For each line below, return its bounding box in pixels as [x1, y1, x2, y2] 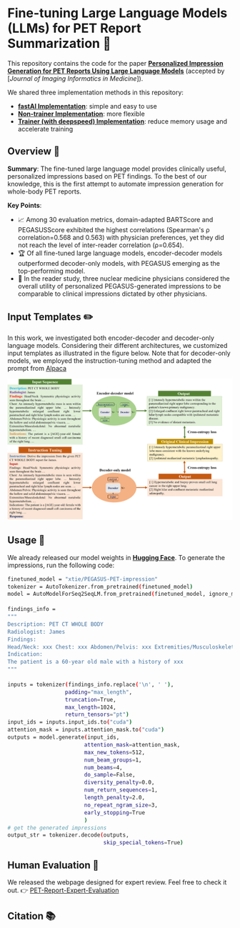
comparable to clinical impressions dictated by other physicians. [17, 289, 207, 298]
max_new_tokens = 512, [84, 749, 145, 756]
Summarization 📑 [7, 36, 111, 51]
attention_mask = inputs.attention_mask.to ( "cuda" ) [7, 727, 164, 734]
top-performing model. [17, 266, 86, 275]
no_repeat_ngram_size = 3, [84, 802, 159, 809]
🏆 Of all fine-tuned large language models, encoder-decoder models [17, 249, 223, 257]
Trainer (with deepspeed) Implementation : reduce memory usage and [17, 116, 227, 126]
